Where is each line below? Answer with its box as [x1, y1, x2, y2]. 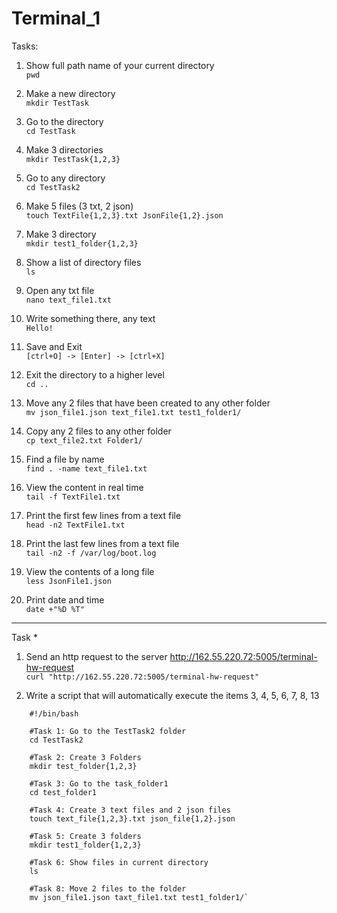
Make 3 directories [25, 143, 104, 156]
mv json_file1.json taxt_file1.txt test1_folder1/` [29, 892, 249, 902]
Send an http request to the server [25, 650, 168, 662]
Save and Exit [25, 340, 83, 352]
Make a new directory [25, 87, 116, 99]
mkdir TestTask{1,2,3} [25, 154, 121, 164]
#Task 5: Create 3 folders [29, 831, 142, 841]
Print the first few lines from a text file [25, 509, 182, 521]
